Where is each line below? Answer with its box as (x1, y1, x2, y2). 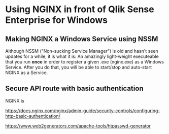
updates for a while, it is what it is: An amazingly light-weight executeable (5, 53, 159, 59)
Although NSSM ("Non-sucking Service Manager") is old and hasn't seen (5, 48, 158, 54)
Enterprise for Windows (5, 14, 108, 26)
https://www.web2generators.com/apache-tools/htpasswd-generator (5, 123, 151, 129)
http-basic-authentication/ (5, 113, 61, 119)
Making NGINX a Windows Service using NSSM (5, 35, 158, 43)
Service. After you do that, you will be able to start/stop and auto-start (5, 64, 152, 70)
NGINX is (5, 97, 24, 104)
